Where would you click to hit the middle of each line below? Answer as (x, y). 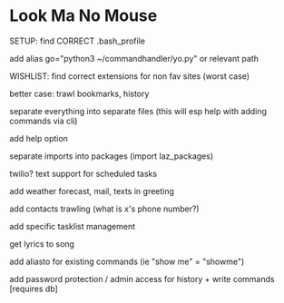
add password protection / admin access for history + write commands (142, 279)
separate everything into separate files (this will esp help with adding (138, 111)
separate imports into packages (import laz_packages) (112, 156)
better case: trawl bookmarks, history (79, 93)
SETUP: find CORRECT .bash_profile (77, 41)
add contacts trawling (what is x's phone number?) (104, 209)
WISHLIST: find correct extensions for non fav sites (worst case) (130, 76)
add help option (39, 138)
